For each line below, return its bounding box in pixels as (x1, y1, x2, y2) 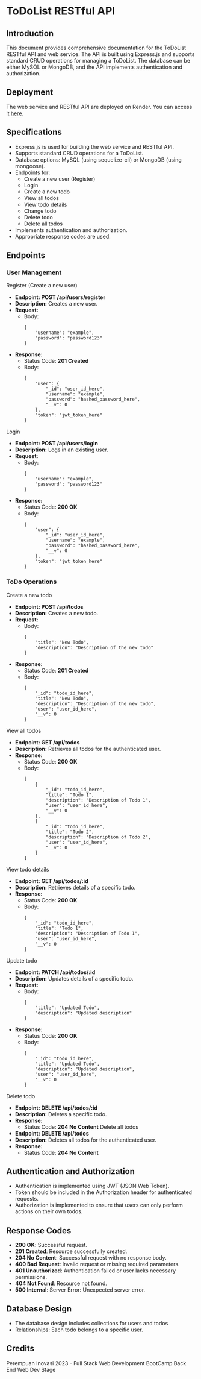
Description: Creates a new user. (14, 300, 98, 307)
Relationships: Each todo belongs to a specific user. (14, 1326, 143, 1333)
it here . (6, 110, 24, 117)
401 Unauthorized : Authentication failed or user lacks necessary (14, 1267, 176, 1274)
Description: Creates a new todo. (14, 609, 99, 617)
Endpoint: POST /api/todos (14, 603, 84, 610)
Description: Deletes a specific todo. (14, 1110, 107, 1117)
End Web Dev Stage (6, 1366, 56, 1373)
